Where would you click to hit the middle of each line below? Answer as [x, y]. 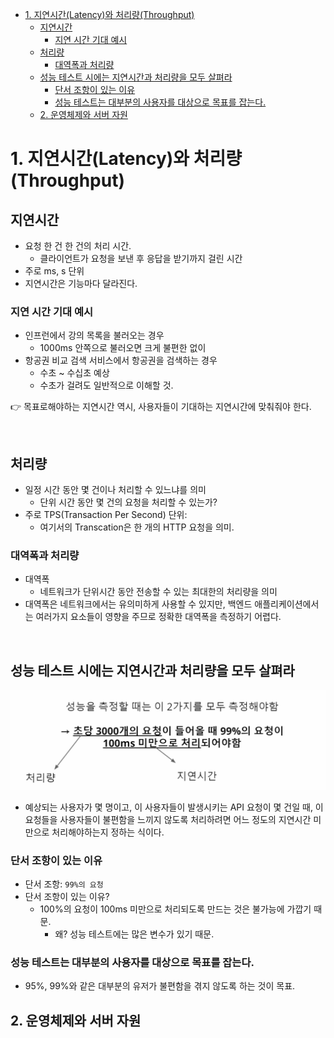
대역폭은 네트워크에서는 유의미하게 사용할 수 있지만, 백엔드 [138, 604]
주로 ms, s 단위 [54, 271]
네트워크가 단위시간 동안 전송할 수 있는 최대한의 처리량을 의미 [158, 592]
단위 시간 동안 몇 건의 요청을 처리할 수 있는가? [128, 502]
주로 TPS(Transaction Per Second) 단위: [106, 515]
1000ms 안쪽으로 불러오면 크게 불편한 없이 [123, 348]
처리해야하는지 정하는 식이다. [108, 832]
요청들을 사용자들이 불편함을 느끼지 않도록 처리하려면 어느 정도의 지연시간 [168, 819]
